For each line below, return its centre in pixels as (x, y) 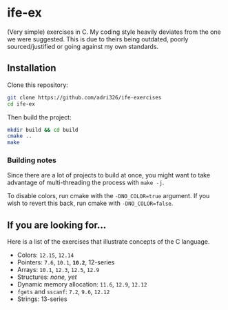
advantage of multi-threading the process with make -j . (86, 183)
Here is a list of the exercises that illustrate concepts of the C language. (108, 242)
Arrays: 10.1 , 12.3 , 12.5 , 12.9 (58, 270)
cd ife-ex (21, 104)
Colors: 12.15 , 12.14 (45, 255)
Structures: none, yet (47, 277)
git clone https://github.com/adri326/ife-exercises (84, 97)
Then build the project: (39, 117)
